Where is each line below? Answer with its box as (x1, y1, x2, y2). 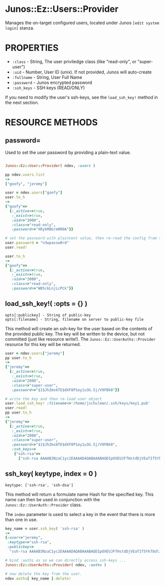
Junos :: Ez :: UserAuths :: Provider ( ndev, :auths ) (5, 562, 107, 567)
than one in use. (5, 517, 38, 522)
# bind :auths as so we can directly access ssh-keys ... (5, 558, 126, 563)
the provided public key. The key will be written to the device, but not (5, 331, 145, 337)
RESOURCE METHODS (5, 117, 98, 128)
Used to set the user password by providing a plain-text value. (5, 149, 131, 155)
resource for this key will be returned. (5, 341, 81, 347)
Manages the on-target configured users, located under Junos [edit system (5, 20, 160, 26)
